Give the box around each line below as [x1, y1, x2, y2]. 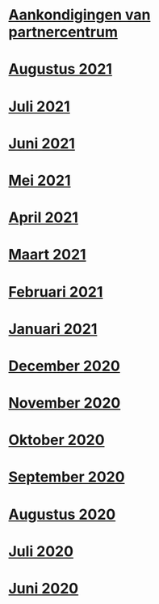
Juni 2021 [8, 134, 75, 152]
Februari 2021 [8, 282, 103, 301]
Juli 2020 [8, 542, 74, 560]
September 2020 [8, 468, 125, 486]
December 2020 [8, 357, 121, 375]
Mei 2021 [8, 171, 71, 190]
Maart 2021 [8, 246, 86, 264]
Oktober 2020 [8, 431, 105, 449]
